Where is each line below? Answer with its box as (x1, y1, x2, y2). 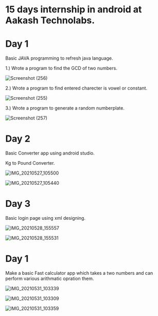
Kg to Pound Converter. (5, 160, 55, 166)
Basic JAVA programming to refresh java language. (5, 55, 113, 61)
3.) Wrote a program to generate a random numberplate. (5, 105, 125, 111)
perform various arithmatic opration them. (5, 275, 94, 282)
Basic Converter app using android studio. (5, 150, 95, 156)
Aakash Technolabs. (5, 14, 95, 26)
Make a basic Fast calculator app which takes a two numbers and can (5, 270, 153, 276)
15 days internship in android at (5, 4, 142, 15)
